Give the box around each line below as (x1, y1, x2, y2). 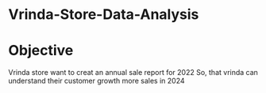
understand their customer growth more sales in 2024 (8, 76, 185, 86)
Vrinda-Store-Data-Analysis (8, 6, 199, 24)
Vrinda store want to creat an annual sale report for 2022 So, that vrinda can (8, 68, 258, 77)
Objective (8, 42, 74, 60)
